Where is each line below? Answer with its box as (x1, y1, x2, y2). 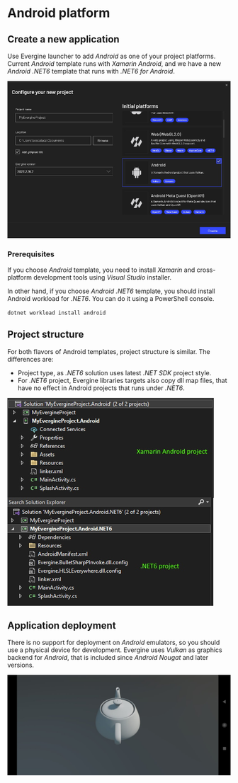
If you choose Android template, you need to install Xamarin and (7, 265, 195, 274)
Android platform (7, 5, 110, 21)
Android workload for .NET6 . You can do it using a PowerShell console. (7, 294, 215, 302)
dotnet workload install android (7, 309, 106, 316)
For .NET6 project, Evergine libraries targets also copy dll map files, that (17, 376, 227, 384)
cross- (196, 265, 216, 274)
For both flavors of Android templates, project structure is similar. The (7, 347, 210, 355)
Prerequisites (7, 249, 55, 259)
